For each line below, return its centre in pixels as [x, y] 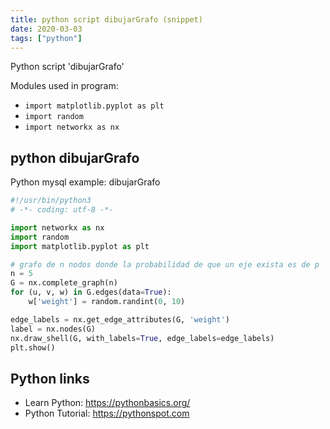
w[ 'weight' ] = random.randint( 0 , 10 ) [107, 302]
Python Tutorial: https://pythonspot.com [107, 413]
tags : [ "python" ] [46, 38]
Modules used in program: [64, 86]
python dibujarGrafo [75, 157]
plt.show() [33, 347]
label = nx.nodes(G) [53, 329]
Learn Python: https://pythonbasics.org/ [107, 403]
